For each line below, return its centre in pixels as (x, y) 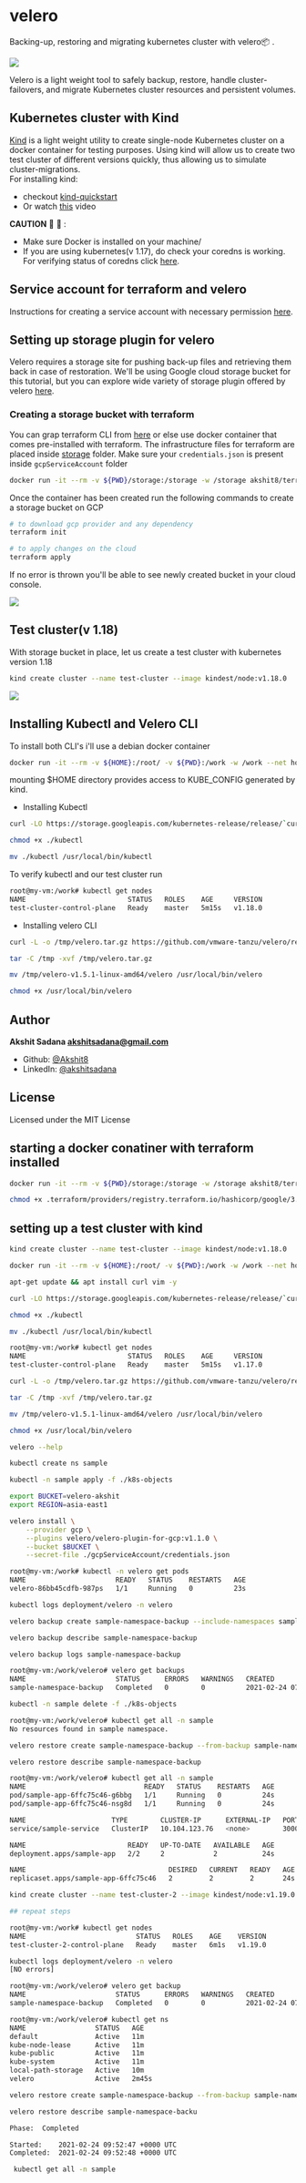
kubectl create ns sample (58, 1463)
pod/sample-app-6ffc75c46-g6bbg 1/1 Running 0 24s (142, 1796)
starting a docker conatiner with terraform (132, 1148)
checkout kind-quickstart (70, 196)
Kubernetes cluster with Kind (94, 118)
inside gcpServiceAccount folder (69, 463)
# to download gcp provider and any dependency (102, 524)
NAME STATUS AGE (77, 2028)
